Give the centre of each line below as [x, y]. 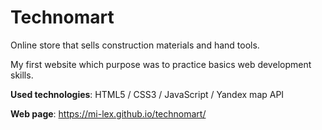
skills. [22, 75]
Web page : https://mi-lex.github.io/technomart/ [108, 113]
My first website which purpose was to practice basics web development [161, 64]
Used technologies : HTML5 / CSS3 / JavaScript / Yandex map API [147, 94]
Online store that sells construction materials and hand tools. [135, 45]
